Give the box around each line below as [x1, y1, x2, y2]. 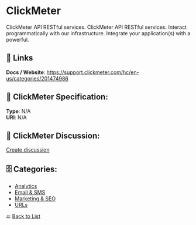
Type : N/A [6, 108, 31, 115]
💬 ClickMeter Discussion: [6, 130, 101, 140]
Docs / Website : [6, 69, 46, 76]
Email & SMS [14, 189, 46, 196]
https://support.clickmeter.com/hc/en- [46, 69, 139, 76]
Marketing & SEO [14, 195, 56, 202]
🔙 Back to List [6, 213, 41, 220]
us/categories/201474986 [6, 75, 68, 82]
